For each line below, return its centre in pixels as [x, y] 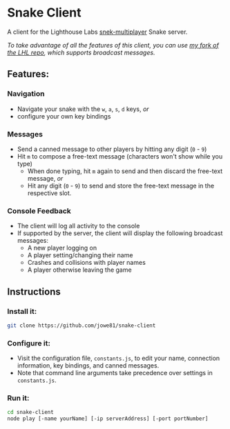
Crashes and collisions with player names [87, 263]
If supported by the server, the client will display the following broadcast [120, 233]
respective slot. [49, 193]
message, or [45, 178]
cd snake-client [30, 412]
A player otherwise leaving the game [80, 270]
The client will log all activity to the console [78, 226]
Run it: [18, 398]
